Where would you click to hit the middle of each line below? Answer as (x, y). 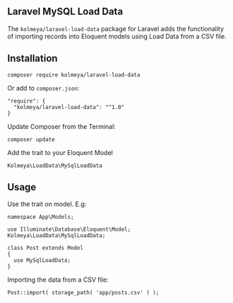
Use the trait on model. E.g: (47, 204)
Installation (32, 58)
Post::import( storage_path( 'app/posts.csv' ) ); (83, 293)
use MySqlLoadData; (42, 261)
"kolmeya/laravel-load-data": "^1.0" (69, 107)
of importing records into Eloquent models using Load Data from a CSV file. (117, 36)
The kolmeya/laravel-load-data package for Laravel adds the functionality (116, 28)
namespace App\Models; (41, 217)
